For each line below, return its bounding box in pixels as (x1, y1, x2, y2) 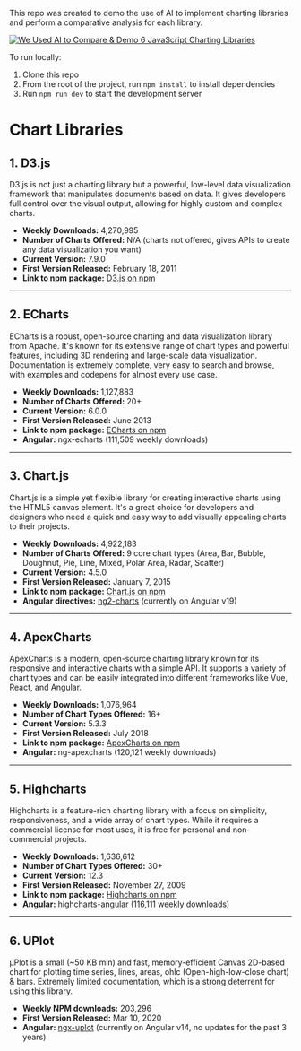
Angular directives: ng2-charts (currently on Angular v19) (21, 595, 237, 606)
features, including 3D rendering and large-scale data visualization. (9, 350, 258, 360)
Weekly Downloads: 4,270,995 (21, 225, 139, 236)
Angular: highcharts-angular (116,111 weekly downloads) (21, 899, 230, 909)
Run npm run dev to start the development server (21, 89, 202, 99)
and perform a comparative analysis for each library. (9, 17, 203, 28)
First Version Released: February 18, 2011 (21, 264, 177, 274)
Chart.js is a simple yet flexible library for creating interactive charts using (9, 492, 282, 503)
